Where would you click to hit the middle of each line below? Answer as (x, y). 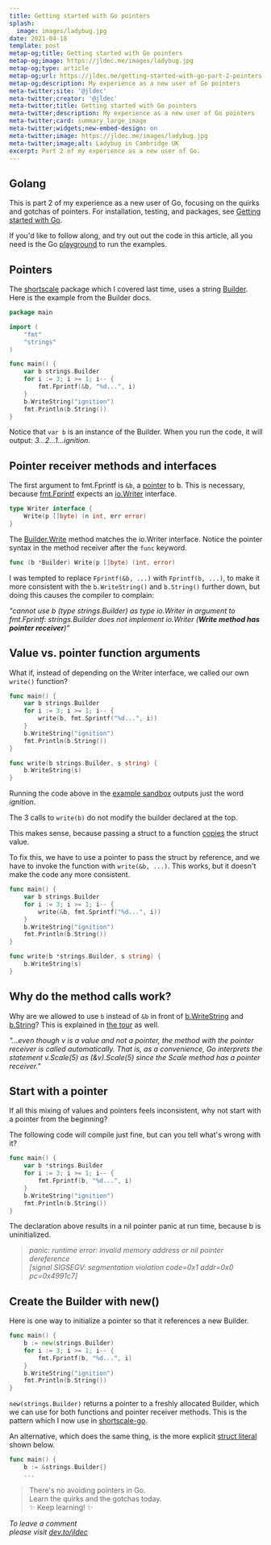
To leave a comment (43, 1523)
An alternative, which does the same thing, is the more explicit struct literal (133, 1436)
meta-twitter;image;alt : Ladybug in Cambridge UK (94, 143)
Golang (28, 184)
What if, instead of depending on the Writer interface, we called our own (129, 672)
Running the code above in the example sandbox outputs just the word (127, 793)
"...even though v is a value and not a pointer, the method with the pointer (132, 1040)
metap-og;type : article (49, 69)
